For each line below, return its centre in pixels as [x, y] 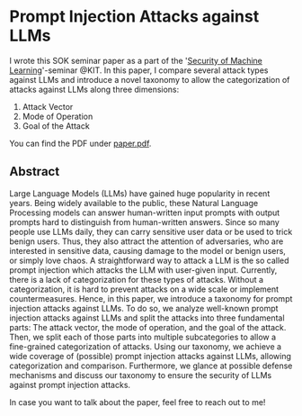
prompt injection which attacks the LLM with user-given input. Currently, [143, 270]
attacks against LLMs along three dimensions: [94, 89]
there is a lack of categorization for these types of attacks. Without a [136, 279]
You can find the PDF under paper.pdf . [80, 143]
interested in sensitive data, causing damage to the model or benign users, [147, 250]
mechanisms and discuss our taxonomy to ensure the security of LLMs [141, 375]
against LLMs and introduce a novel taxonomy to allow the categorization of [150, 79]
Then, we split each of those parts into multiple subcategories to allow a [143, 337]
